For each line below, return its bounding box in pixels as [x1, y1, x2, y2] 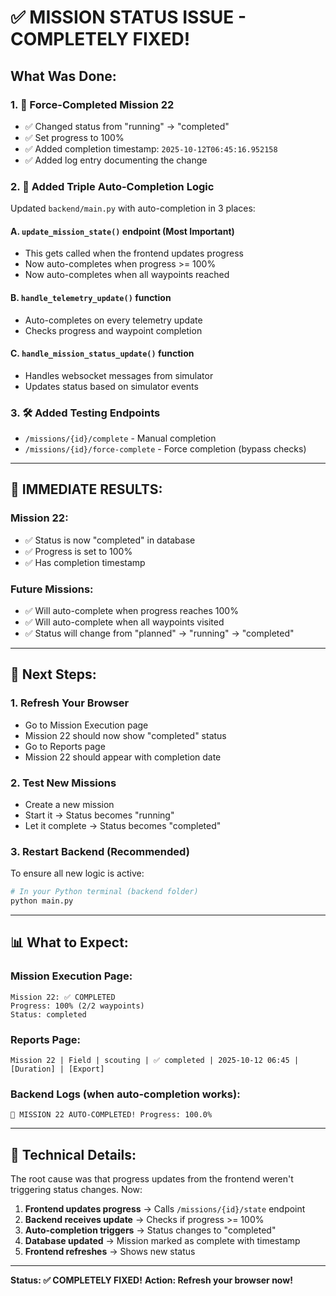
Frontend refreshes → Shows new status [24, 1246, 196, 1258]
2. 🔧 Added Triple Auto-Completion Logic [10, 179, 215, 193]
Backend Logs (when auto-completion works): [10, 1087, 241, 1101]
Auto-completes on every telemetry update [24, 314, 203, 326]
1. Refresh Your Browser [10, 696, 130, 710]
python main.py [10, 896, 74, 906]
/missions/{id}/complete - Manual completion [24, 432, 217, 445]
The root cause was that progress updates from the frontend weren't [10, 1173, 294, 1185]
